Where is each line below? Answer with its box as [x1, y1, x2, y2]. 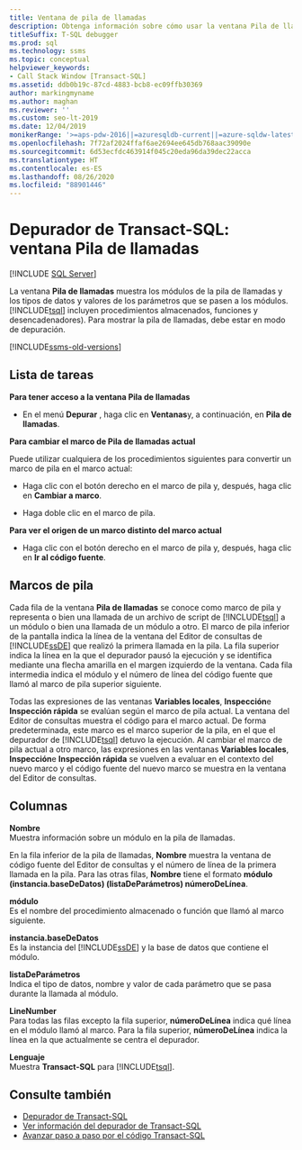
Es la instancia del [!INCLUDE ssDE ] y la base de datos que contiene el [9, 942, 269, 953]
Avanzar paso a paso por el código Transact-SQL [22, 1130, 205, 1141]
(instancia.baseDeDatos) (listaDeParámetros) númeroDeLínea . [9, 878, 249, 889]
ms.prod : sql [9, 38, 58, 48]
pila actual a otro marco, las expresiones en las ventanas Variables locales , [9, 744, 289, 755]
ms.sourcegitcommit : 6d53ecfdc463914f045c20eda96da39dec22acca [9, 147, 252, 156]
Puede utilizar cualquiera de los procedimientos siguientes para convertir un [9, 453, 292, 464]
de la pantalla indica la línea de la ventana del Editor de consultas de [9, 630, 262, 641]
